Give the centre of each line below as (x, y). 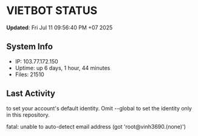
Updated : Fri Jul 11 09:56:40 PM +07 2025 (60, 27)
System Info (30, 47)
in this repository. (28, 115)
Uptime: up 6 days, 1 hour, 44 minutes (63, 68)
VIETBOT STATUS (52, 11)
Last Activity (31, 94)
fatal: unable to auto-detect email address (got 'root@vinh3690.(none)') (96, 126)
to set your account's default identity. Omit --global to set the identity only (99, 108)
